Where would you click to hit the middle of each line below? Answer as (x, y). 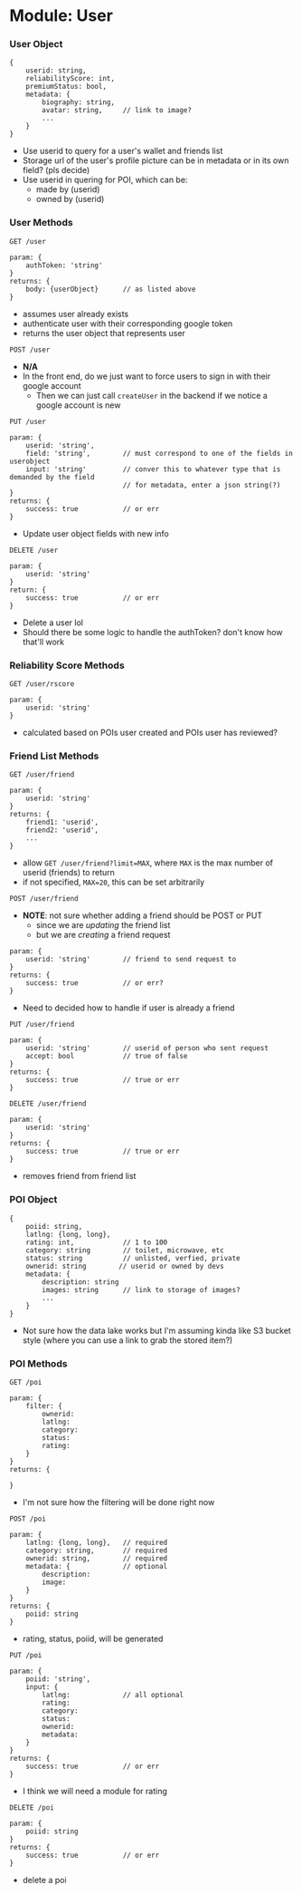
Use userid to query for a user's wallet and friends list (123, 151)
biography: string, (79, 102)
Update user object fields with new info (95, 533)
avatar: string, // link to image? (117, 111)
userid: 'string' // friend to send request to (131, 960)
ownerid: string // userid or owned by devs (125, 1266)
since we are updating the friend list (103, 925)
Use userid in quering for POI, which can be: (105, 180)
